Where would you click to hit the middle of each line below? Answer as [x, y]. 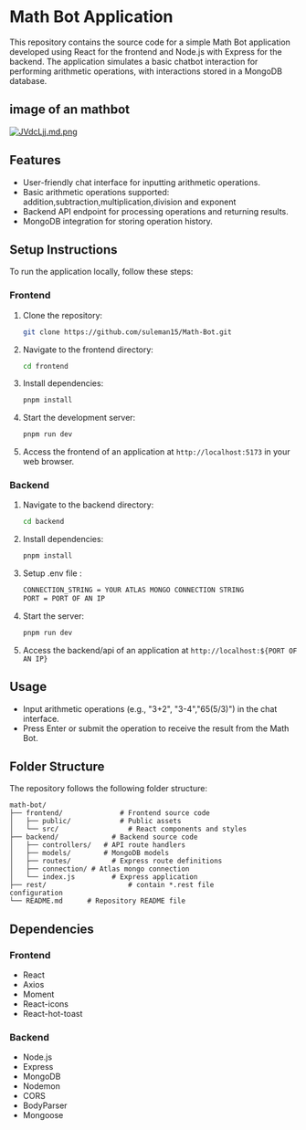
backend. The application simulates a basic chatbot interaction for [134, 61]
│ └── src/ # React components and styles [128, 829]
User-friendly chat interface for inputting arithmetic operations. [141, 182]
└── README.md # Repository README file [97, 901]
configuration [37, 893]
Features [35, 160]
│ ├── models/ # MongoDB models [90, 853]
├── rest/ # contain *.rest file [112, 885]
